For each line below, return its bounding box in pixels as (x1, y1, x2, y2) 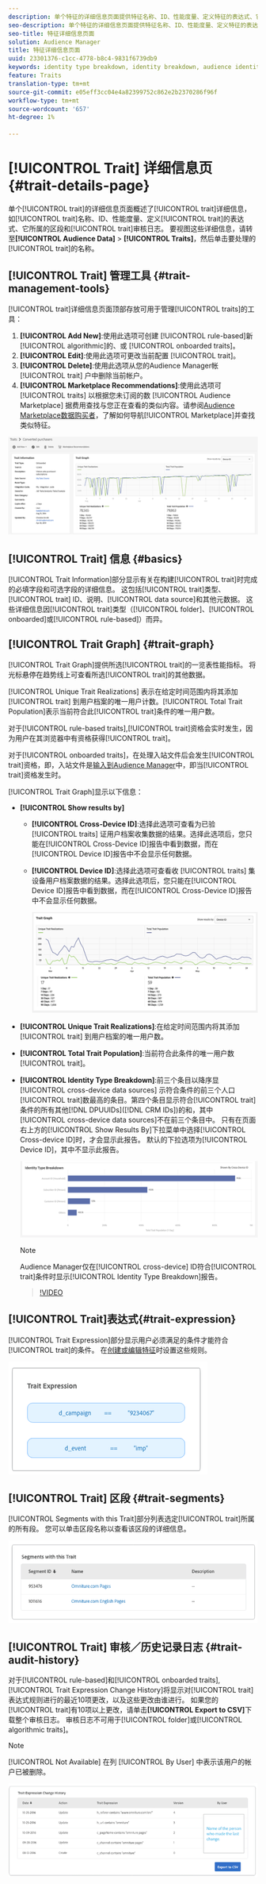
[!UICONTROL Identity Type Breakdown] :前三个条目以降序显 (19, 1075, 219, 1085)
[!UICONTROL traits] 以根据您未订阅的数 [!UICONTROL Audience (19, 390, 231, 400)
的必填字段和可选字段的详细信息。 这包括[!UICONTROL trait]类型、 (8, 584, 226, 594)
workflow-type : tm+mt (8, 96, 80, 105)
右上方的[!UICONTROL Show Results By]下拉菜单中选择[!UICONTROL (19, 1124, 246, 1135)
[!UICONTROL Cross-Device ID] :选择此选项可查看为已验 (31, 819, 216, 829)
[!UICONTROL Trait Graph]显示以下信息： (8, 787, 144, 796)
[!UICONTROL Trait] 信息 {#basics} (8, 552, 183, 565)
